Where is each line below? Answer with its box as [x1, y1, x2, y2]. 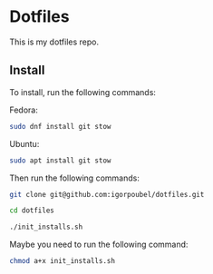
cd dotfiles [9, 206, 54, 215]
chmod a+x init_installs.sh [9, 257, 116, 266]
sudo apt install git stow [9, 156, 111, 165]
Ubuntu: [9, 138, 40, 149]
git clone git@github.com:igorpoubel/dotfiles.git [9, 190, 205, 199]
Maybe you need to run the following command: [9, 239, 189, 250]
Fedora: [9, 104, 39, 115]
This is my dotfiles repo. [9, 36, 100, 47]
